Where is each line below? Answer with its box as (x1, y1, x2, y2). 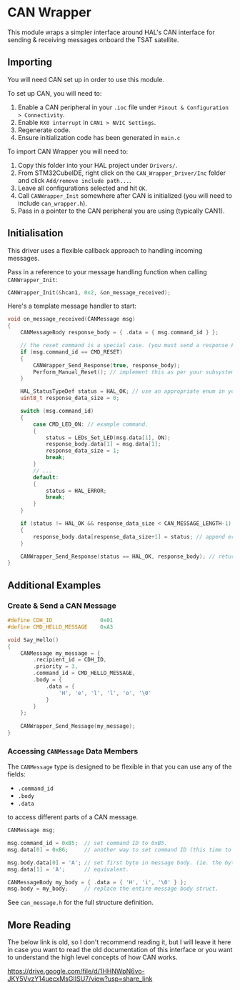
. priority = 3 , (33, 663, 79, 670)
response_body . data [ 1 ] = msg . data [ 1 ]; (45, 441, 161, 448)
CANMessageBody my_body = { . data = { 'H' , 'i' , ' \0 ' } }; (7, 879, 187, 886)
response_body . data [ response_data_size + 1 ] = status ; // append (33, 533, 225, 540)
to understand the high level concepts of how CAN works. (7, 953, 178, 961)
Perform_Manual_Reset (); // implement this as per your (33, 369, 203, 376)
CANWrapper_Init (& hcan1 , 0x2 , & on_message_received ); (7, 289, 171, 296)
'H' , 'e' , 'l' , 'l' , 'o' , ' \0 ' (58, 689, 152, 696)
